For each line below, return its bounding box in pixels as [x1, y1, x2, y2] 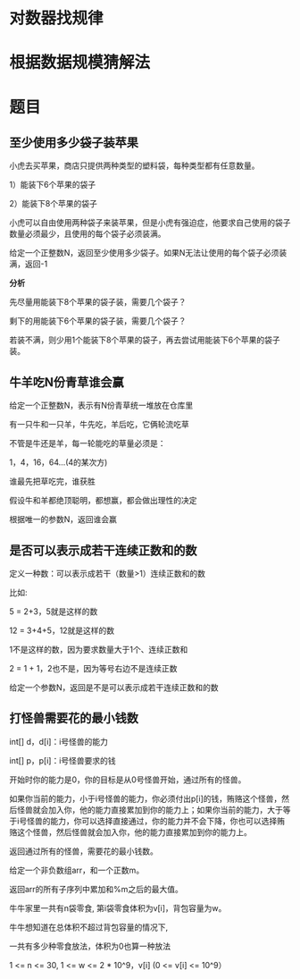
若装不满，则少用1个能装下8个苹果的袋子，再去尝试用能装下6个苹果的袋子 [9, 334, 281, 345]
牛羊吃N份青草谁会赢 [9, 375, 125, 390]
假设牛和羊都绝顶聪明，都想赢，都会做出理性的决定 [9, 495, 197, 506]
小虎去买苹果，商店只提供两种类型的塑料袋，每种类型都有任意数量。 [9, 160, 260, 171]
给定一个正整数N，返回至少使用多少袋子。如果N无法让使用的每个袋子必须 [9, 248, 279, 258]
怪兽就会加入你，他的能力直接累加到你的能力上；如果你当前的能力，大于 [16, 804, 283, 814]
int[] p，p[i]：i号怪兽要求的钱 [9, 755, 116, 765]
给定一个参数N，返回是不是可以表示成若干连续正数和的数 [9, 682, 219, 693]
